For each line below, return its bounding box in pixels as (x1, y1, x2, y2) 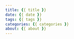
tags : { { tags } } (5, 17, 42, 22)
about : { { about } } (5, 26, 47, 31)
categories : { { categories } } (5, 21, 69, 27)
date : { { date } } (5, 12, 42, 17)
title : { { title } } (5, 7, 47, 13)
